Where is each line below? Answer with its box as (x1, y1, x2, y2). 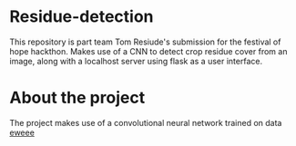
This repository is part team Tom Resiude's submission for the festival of (9, 36, 281, 47)
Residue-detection (9, 6, 154, 27)
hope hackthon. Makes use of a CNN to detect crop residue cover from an (9, 45, 288, 56)
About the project (9, 88, 146, 108)
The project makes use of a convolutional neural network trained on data (9, 117, 282, 128)
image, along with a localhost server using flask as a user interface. (9, 55, 262, 66)
